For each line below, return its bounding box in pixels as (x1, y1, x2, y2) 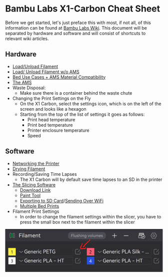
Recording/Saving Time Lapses (12, 171, 77, 177)
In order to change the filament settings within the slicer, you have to (19, 213, 161, 219)
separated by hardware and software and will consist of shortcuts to (5, 30, 146, 36)
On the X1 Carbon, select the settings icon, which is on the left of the (19, 101, 161, 107)
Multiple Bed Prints (19, 203, 59, 209)
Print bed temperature (27, 122, 73, 128)
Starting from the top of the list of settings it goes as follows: (19, 111, 145, 117)
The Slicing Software (12, 181, 56, 188)
